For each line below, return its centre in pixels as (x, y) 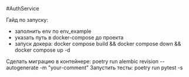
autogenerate (22, 68)
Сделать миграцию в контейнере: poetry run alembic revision (82, 61)
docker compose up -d (42, 50)
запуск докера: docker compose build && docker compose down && (98, 44)
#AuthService (23, 9)
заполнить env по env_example (53, 31)
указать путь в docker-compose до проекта (69, 37)
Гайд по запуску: (27, 20)
